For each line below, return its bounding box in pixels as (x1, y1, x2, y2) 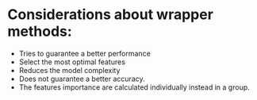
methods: (7, 22, 72, 40)
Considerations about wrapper (7, 6, 213, 24)
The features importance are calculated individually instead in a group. (18, 82, 251, 92)
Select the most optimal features (18, 57, 126, 67)
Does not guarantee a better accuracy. (18, 74, 146, 83)
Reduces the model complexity (18, 65, 121, 75)
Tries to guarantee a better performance (18, 48, 152, 58)
